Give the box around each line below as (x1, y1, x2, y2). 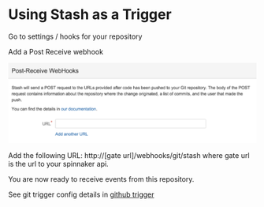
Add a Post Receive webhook (8, 47, 104, 56)
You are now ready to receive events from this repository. (8, 174, 195, 183)
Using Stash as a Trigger (8, 6, 172, 24)
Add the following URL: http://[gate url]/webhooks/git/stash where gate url (8, 150, 250, 160)
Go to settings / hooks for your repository (8, 32, 143, 41)
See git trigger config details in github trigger (8, 190, 154, 199)
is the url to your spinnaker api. (8, 159, 109, 168)
